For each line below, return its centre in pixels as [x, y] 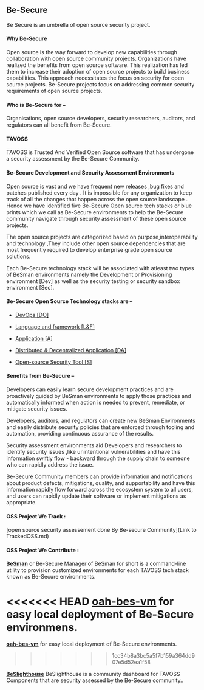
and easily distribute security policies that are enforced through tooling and [100, 427]
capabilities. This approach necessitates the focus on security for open [95, 78]
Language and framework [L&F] [55, 326]
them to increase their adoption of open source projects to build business [98, 72]
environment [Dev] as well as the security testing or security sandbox [93, 281]
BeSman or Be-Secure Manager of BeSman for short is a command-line [96, 564]
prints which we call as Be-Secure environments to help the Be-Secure [95, 212]
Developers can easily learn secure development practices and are [90, 389]
